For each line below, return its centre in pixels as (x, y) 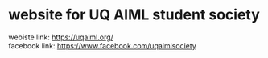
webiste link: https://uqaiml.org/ (61, 37)
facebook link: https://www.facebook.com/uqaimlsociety (103, 45)
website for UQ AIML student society (134, 15)
